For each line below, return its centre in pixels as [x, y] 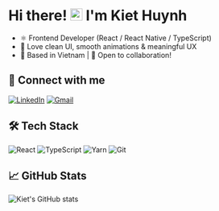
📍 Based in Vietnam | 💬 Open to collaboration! [95, 55]
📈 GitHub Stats [48, 176]
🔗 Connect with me [57, 80]
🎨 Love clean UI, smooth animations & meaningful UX [108, 46]
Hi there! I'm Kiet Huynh [98, 16]
